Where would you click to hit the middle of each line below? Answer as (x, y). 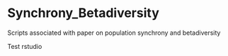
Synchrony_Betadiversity (83, 13)
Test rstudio (25, 46)
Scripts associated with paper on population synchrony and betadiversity (114, 33)
